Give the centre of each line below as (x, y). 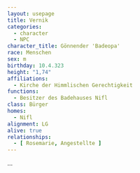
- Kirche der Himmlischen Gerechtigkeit (73, 85)
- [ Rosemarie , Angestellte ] (57, 144)
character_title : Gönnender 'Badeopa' (64, 46)
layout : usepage (31, 14)
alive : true (24, 130)
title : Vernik (28, 20)
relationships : (29, 137)
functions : (23, 91)
